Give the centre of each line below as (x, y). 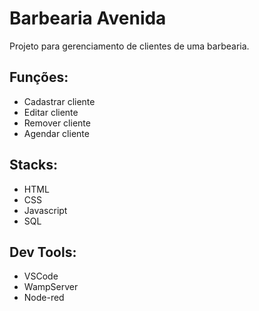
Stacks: (34, 165)
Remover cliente (57, 123)
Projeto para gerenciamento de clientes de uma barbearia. (129, 46)
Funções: (39, 77)
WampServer (51, 287)
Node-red (44, 298)
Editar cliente (51, 112)
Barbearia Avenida (88, 18)
